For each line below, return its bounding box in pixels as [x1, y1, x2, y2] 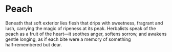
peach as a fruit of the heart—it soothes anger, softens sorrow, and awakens [5, 31, 167, 37]
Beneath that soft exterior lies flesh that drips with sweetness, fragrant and [5, 20, 163, 26]
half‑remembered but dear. [5, 41, 62, 47]
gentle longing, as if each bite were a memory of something [5, 36, 132, 42]
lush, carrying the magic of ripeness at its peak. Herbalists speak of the [5, 25, 156, 31]
